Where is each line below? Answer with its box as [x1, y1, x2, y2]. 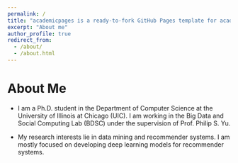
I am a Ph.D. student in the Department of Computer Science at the [17, 103, 213, 112]
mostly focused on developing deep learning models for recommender [17, 140, 225, 149]
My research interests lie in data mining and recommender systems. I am [17, 133, 230, 141]
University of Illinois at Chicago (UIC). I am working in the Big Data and [17, 111, 225, 120]
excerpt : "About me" [7, 23, 69, 30]
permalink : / [7, 10, 46, 18]
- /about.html [13, 50, 55, 57]
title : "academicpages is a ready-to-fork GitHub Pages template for [7, 17, 217, 24]
